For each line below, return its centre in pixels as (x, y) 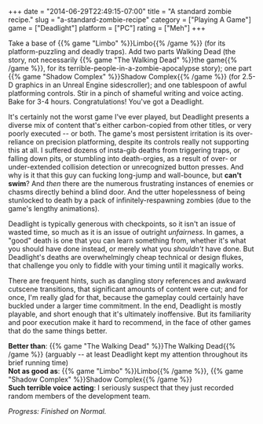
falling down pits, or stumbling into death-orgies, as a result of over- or (122, 159)
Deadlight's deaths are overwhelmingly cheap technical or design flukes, (126, 257)
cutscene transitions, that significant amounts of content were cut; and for (128, 289)
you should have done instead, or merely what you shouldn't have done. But (131, 249)
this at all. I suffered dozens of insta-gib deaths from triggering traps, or (124, 150)
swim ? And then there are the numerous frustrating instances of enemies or (131, 183)
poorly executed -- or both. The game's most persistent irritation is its (121, 133)
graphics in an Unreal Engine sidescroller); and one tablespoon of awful (131, 85)
